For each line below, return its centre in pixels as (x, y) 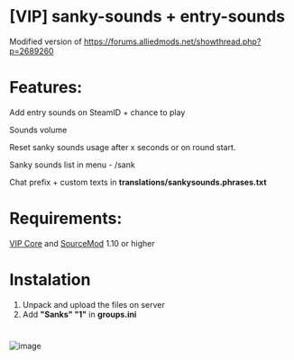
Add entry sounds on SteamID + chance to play (97, 112)
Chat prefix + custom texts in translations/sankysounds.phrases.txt (138, 182)
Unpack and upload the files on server (93, 304)
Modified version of (46, 41)
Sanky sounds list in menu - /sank (72, 165)
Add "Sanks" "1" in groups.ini (79, 314)
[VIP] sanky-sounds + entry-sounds (147, 17)
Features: (46, 88)
